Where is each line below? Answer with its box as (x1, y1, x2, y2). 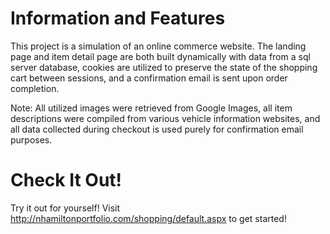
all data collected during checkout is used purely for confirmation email (10, 123, 304, 135)
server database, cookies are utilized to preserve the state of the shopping (10, 61, 318, 73)
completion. (10, 82, 60, 94)
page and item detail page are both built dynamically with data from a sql (10, 50, 311, 62)
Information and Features (10, 7, 226, 30)
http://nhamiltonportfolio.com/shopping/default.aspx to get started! (10, 212, 287, 224)
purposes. (10, 133, 53, 146)
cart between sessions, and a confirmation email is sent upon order (10, 72, 288, 84)
